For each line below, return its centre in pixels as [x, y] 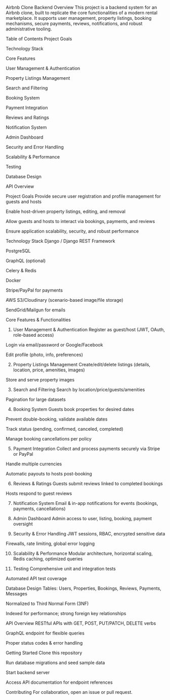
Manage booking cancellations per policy [49, 439]
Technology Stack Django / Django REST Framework [60, 241]
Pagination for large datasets [36, 399]
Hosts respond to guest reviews [39, 493]
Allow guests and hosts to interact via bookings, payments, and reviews [80, 221]
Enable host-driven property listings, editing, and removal [66, 211]
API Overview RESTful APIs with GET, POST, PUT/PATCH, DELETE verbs [81, 623]
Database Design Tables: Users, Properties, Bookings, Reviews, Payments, [83, 588]
